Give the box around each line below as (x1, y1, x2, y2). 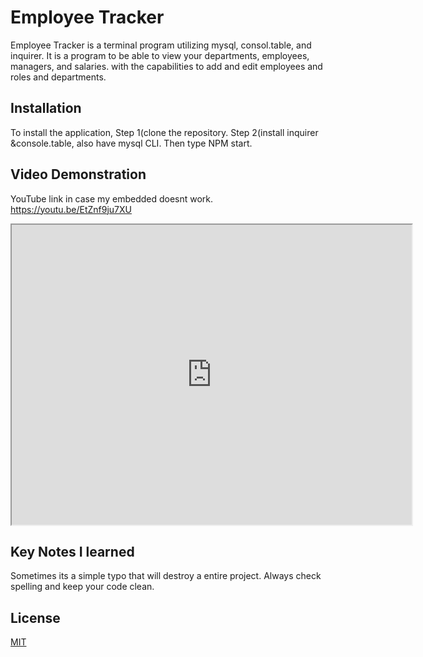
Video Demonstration (10, 166, 147, 183)
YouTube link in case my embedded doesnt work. (10, 192, 214, 205)
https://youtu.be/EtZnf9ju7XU (10, 203, 132, 215)
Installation (10, 100, 82, 117)
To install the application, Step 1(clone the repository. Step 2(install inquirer (10, 126, 319, 138)
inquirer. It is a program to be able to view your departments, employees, (10, 49, 310, 61)
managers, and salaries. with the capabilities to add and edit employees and (10, 60, 323, 72)
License (10, 609, 61, 626)
